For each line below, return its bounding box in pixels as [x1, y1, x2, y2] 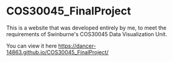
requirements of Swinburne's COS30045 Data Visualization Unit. [6, 30, 168, 37]
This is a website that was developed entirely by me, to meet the [6, 24, 167, 31]
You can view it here [6, 42, 57, 49]
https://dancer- [58, 42, 96, 49]
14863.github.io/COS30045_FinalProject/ [6, 48, 109, 55]
